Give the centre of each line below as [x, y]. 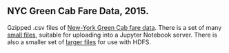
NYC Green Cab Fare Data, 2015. [78, 11]
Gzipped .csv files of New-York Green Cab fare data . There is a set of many [114, 27]
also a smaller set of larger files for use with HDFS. [79, 42]
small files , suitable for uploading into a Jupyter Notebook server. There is [112, 35]
